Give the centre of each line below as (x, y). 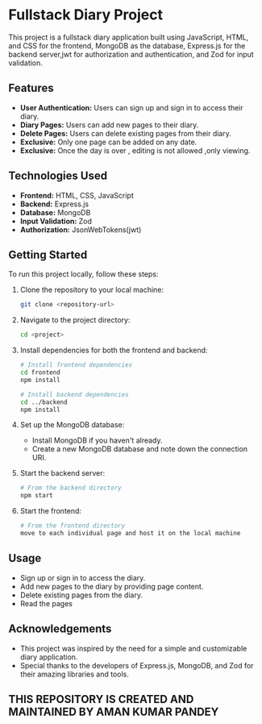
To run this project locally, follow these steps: (83, 274)
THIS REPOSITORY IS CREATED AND (101, 699)
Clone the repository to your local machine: (91, 290)
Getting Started (48, 254)
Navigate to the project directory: (75, 320)
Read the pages (46, 603)
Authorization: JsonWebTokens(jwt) (81, 229)
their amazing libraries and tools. (74, 674)
